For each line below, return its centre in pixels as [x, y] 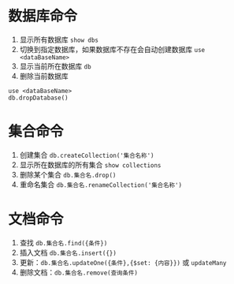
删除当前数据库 [44, 76]
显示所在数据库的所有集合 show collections [90, 164]
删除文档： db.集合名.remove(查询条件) [78, 272]
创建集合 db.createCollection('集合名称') [87, 155]
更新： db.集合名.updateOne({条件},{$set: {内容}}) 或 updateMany [123, 262]
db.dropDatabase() [38, 98]
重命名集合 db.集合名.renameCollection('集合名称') [101, 184]
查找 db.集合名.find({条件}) [63, 242]
